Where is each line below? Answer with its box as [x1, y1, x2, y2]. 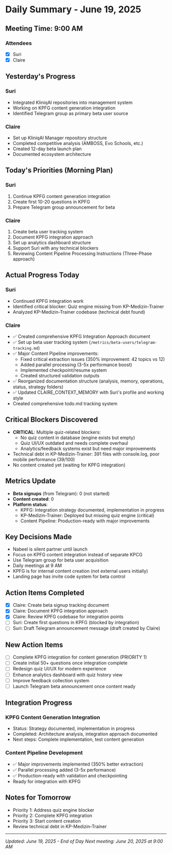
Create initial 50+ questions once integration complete [12, 660, 128, 666]
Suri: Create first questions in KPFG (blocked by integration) [12, 620, 139, 626]
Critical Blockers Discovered [5, 415, 98, 424]
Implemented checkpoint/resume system [20, 367, 107, 373]
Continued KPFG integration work [12, 298, 84, 304]
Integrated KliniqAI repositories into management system [12, 99, 133, 105]
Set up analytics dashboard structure [12, 239, 91, 245]
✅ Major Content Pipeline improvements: [12, 350, 99, 356]
